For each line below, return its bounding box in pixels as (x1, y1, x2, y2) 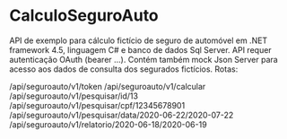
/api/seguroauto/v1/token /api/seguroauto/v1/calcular (9, 81, 206, 91)
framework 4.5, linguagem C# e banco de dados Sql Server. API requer (9, 44, 272, 55)
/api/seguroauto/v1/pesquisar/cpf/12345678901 (9, 100, 186, 110)
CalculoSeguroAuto (9, 5, 159, 26)
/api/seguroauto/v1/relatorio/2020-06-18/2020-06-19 (9, 118, 208, 130)
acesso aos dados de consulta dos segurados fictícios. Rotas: (9, 64, 239, 74)
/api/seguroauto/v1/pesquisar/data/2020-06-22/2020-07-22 (9, 109, 234, 120)
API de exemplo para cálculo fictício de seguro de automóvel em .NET (9, 35, 268, 46)
